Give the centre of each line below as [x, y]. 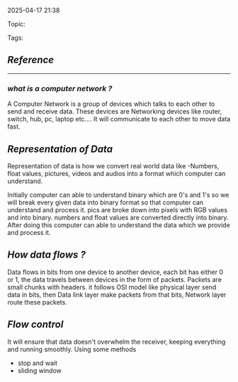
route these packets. [37, 302]
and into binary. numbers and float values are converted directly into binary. [118, 217]
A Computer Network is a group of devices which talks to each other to [111, 104]
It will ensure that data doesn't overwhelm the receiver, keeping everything [117, 342]
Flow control [35, 325]
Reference [31, 60]
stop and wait [38, 363]
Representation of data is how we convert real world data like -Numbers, [113, 165]
